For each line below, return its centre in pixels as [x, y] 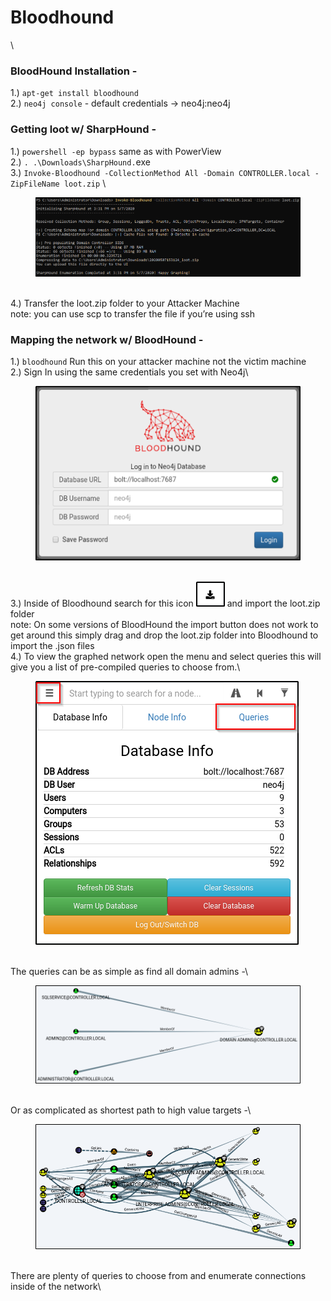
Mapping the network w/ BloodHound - [107, 339]
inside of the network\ [56, 1286]
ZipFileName [35, 184]
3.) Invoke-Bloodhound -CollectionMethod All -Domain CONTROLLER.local [160, 172]
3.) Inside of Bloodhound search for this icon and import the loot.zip [165, 603]
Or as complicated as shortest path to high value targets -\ [131, 1110]
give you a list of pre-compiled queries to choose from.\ [125, 667]
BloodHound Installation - [74, 71]
